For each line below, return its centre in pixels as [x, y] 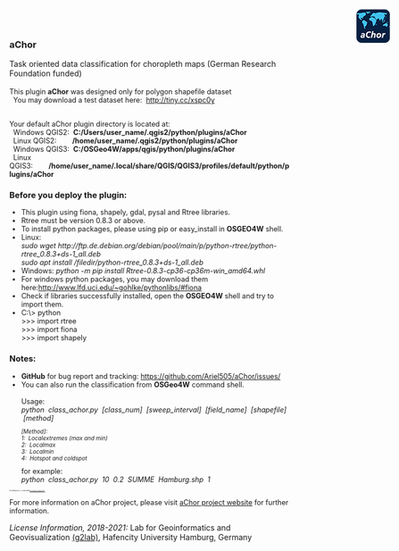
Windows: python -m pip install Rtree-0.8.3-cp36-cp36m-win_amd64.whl [143, 271]
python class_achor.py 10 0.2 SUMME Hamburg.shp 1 [116, 479]
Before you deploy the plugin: [68, 195]
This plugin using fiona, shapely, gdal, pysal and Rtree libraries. [125, 213]
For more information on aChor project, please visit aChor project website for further [149, 502]
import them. [42, 305]
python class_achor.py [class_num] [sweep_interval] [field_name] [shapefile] [154, 409]
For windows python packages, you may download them [114, 280]
